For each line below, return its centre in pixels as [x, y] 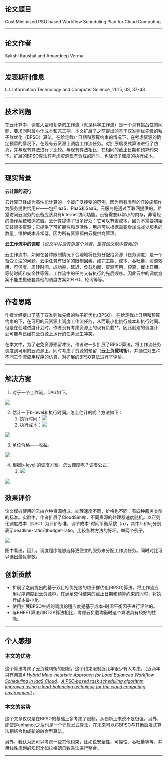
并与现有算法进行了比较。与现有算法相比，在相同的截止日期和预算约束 [86, 150]
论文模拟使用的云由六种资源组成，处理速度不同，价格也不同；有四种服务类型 [84, 511]
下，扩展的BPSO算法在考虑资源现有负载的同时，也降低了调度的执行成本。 [81, 156]
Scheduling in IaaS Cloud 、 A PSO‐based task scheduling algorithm [74, 681]
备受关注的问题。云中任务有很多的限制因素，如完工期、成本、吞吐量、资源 [82, 261]
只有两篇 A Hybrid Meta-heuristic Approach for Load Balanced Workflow [80, 675]
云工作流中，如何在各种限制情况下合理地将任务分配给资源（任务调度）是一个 [84, 255]
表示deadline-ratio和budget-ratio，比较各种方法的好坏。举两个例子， [76, 531]
